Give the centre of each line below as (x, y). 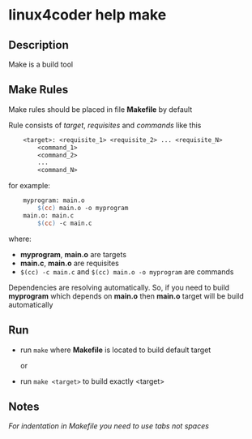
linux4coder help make (88, 15)
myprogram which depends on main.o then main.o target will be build (126, 296)
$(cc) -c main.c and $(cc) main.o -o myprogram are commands (127, 271)
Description (38, 45)
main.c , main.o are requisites (69, 263)
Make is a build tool (41, 64)
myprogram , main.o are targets (73, 254)
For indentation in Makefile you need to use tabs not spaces (109, 426)
